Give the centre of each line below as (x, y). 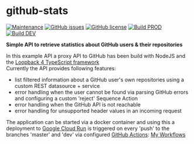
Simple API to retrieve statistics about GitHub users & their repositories (94, 44)
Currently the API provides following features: (61, 68)
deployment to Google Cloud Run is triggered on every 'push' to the (88, 128)
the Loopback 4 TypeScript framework (53, 62)
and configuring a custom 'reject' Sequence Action (76, 98)
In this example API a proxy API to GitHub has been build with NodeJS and (96, 56)
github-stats (37, 11)
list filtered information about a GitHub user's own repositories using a (99, 80)
